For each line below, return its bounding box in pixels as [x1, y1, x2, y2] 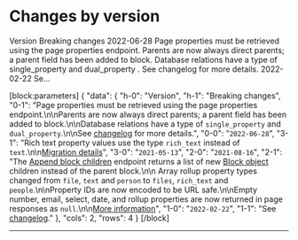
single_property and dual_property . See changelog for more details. [9, 64, 259, 74]
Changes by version [9, 6, 161, 27]
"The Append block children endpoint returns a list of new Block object [9, 156, 269, 166]
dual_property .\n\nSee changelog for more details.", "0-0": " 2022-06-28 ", [9, 128, 275, 138]
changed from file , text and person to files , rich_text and [9, 174, 229, 185]
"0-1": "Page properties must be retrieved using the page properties [9, 99, 258, 110]
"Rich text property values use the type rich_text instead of [20, 137, 240, 148]
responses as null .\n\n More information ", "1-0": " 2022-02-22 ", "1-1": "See [9, 203, 277, 213]
